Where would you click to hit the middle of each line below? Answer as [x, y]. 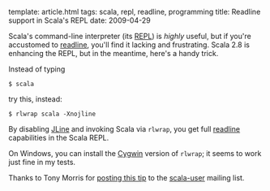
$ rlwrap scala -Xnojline [52, 114]
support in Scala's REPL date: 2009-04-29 [80, 20]
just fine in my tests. [42, 162]
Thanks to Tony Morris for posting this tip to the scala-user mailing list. [126, 178]
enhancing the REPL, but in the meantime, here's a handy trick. [114, 53]
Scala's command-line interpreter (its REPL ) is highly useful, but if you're [130, 36]
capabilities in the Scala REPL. [59, 138]
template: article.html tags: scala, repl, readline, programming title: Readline [135, 12]
